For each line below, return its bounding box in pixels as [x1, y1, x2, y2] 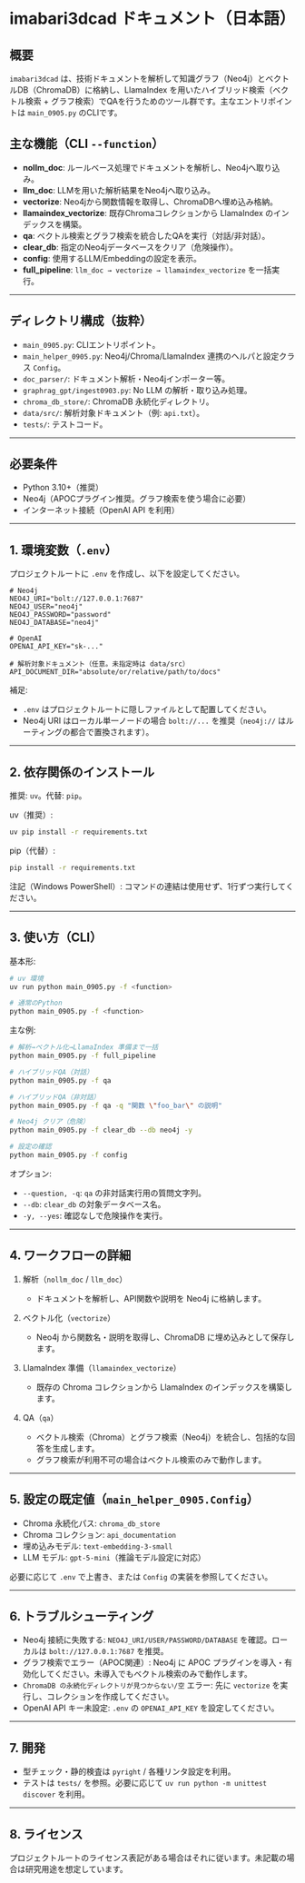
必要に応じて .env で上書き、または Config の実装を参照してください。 [9, 1571, 273, 1581]
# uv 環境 [9, 974, 44, 983]
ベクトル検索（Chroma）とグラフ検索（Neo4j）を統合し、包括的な [35, 1432, 288, 1442]
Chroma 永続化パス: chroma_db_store [22, 1518, 161, 1529]
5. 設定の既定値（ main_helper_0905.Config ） [9, 1492, 260, 1508]
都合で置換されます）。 [69, 727, 154, 738]
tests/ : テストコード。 [22, 419, 108, 430]
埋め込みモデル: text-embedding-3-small [22, 1541, 173, 1551]
